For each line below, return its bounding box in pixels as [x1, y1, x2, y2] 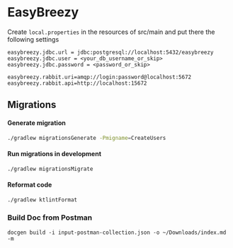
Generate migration [7, 118, 66, 127]
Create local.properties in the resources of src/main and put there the [7, 28, 215, 36]
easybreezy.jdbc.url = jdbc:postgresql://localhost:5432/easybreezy [7, 49, 214, 56]
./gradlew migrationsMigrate [7, 165, 93, 172]
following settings [7, 35, 59, 43]
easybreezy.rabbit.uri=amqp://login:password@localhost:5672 [7, 73, 192, 81]
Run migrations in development [7, 150, 101, 158]
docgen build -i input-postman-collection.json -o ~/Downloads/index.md [7, 229, 227, 236]
